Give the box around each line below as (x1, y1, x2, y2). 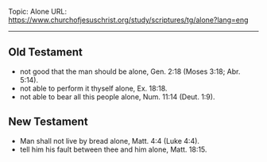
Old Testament (8, 45, 83, 59)
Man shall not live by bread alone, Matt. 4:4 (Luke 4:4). (19, 136, 200, 145)
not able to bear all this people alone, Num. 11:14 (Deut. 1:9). (19, 91, 215, 102)
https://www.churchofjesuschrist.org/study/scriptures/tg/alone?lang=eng (8, 15, 249, 25)
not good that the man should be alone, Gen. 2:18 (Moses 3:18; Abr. (19, 67, 241, 76)
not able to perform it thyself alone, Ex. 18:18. (19, 83, 168, 93)
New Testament (8, 115, 89, 129)
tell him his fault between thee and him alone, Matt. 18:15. (19, 145, 207, 154)
